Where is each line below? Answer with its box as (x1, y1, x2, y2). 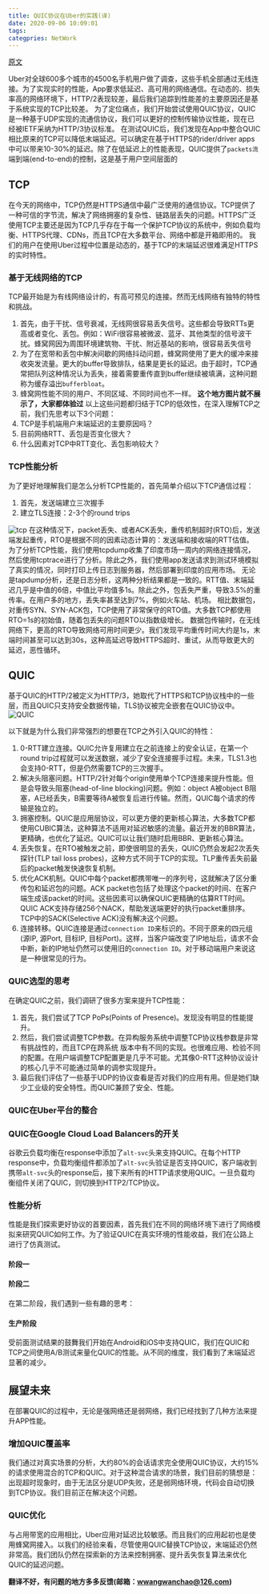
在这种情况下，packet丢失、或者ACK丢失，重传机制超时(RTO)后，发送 (28, 525, 260, 534)
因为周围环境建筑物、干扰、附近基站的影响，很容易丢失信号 (54, 339, 252, 348)
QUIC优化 (8, 1510, 46, 1521)
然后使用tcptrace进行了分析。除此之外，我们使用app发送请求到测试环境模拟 (8, 554, 259, 565)
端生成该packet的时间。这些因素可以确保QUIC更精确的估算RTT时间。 (19, 894, 250, 904)
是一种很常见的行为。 (19, 954, 90, 964)
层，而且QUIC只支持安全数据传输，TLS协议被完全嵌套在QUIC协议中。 (8, 701, 239, 710)
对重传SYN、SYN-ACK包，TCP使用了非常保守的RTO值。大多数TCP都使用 (8, 605, 251, 614)
